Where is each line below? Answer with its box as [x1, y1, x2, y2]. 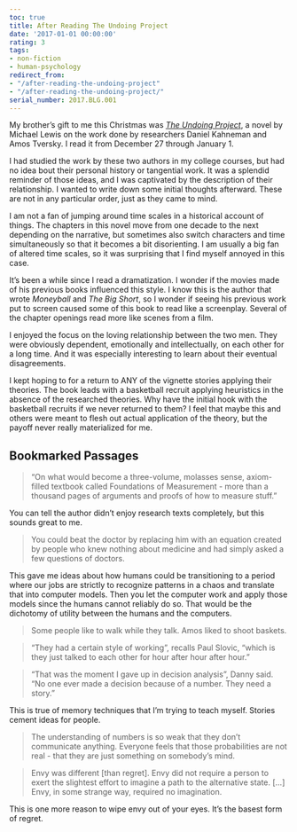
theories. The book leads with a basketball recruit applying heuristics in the [9, 385, 284, 396]
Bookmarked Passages [9, 448, 139, 463]
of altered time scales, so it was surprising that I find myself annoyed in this [9, 248, 285, 259]
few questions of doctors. [30, 553, 126, 564]
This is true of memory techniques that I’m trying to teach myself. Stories [9, 705, 276, 716]
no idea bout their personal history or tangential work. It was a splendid [9, 165, 270, 176]
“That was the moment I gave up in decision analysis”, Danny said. [30, 669, 274, 679]
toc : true [9, 12, 46, 22]
